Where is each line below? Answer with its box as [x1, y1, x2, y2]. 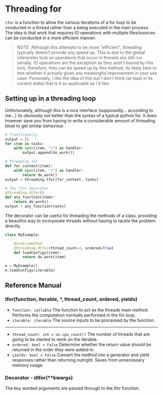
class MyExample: [5, 232, 40, 237]
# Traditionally [5, 132, 38, 137]
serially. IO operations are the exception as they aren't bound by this [16, 60, 154, 66]
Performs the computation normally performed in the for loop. [12, 312, 136, 318]
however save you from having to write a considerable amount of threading [5, 117, 155, 123]
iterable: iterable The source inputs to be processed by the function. [12, 317, 155, 323]
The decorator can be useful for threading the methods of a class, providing [5, 213, 157, 218]
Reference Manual [5, 281, 62, 290]
